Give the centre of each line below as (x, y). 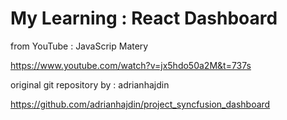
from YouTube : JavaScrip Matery (79, 46)
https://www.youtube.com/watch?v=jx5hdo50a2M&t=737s (131, 65)
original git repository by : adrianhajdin (90, 84)
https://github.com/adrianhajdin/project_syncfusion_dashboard (140, 104)
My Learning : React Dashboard (144, 18)
